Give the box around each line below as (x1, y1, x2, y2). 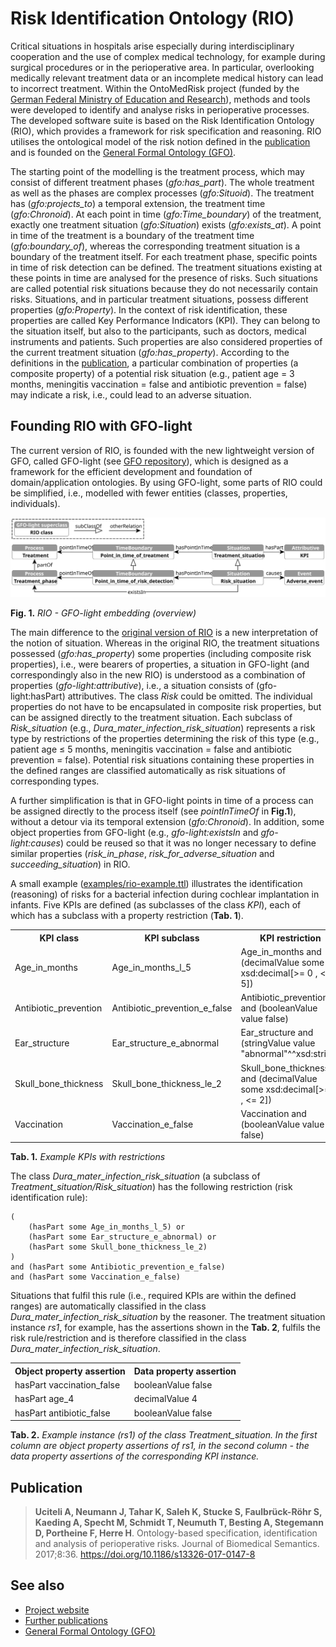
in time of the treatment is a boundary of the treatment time (10, 229, 255, 241)
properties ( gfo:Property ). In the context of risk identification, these (10, 303, 288, 316)
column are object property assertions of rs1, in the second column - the (10, 1440, 310, 1452)
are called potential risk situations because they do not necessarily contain (10, 282, 318, 294)
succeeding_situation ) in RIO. (10, 858, 131, 871)
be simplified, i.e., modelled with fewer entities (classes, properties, (10, 487, 288, 499)
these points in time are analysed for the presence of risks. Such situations (10, 272, 318, 284)
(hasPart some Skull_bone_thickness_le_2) (28, 1242, 208, 1252)
